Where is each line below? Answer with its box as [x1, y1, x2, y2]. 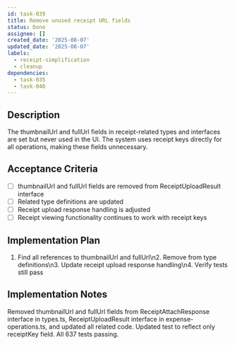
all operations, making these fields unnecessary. [7, 143, 148, 151]
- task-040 [13, 83, 46, 90]
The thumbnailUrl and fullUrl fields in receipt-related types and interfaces [7, 128, 221, 136]
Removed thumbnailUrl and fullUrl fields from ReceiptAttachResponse [7, 307, 210, 315]
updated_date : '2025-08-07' [7, 43, 90, 50]
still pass [17, 268, 44, 276]
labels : [7, 50, 30, 57]
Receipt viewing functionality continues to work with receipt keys [17, 214, 207, 222]
